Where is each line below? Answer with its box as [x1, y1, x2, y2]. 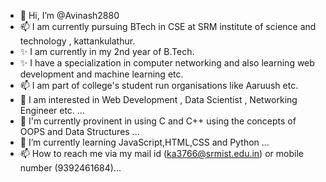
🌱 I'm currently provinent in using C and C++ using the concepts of [19, 115, 297, 127]
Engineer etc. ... [19, 105, 85, 116]
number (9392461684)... [19, 162, 122, 174]
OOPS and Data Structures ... [19, 126, 140, 137]
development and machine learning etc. [19, 68, 184, 80]
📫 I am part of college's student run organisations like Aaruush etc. [19, 80, 299, 91]
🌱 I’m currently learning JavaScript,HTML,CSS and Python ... [19, 136, 270, 148]
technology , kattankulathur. [19, 35, 136, 47]
